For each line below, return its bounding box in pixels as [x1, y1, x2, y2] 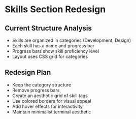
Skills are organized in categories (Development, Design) [12, 37, 131, 43]
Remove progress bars [12, 87, 60, 93]
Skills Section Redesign [5, 4, 106, 15]
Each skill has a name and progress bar [12, 43, 95, 49]
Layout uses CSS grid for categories [12, 53, 88, 59]
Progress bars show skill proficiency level [12, 48, 99, 54]
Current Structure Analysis [5, 24, 92, 33]
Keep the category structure [12, 81, 72, 87]
